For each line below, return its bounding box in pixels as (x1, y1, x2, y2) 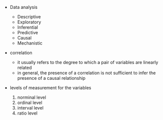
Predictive (17, 30, 38, 35)
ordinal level (17, 100, 42, 106)
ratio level (17, 110, 38, 116)
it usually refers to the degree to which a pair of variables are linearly (17, 60, 159, 65)
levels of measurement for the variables (9, 85, 91, 91)
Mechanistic (17, 40, 43, 46)
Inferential (17, 24, 38, 30)
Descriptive (17, 14, 41, 19)
